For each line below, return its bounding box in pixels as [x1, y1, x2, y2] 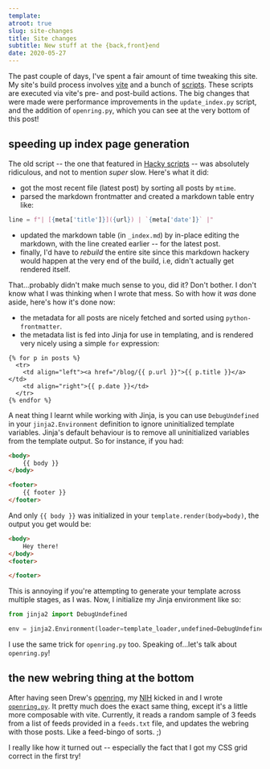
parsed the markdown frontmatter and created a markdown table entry [19, 191, 255, 201]
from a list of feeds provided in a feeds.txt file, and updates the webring [8, 718, 249, 728]
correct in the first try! [8, 750, 81, 761]
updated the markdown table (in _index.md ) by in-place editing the [19, 230, 239, 240]
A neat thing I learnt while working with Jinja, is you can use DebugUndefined [8, 410, 260, 420]
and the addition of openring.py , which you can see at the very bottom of [8, 105, 251, 115]
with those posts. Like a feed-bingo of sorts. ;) [8, 726, 162, 737]
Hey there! [22, 542, 59, 550]
